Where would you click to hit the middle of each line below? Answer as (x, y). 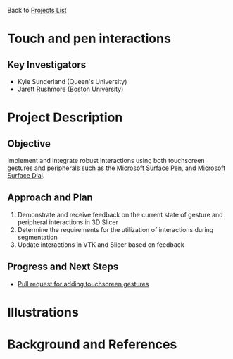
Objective (29, 144)
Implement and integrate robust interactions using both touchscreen (106, 160)
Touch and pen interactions (89, 39)
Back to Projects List (37, 10)
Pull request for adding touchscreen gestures (83, 284)
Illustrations (43, 312)
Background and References (92, 344)
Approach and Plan (50, 198)
